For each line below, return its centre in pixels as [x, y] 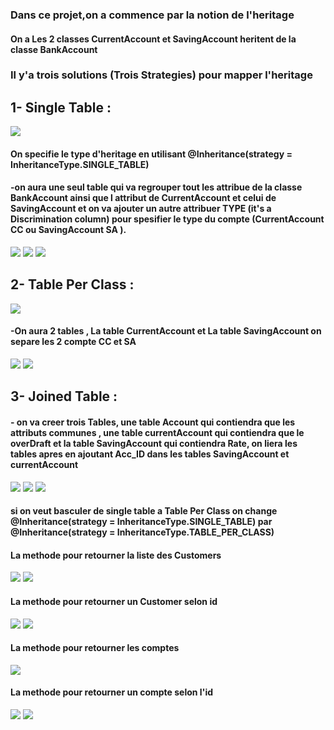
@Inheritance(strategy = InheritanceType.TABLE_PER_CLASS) [142, 532]
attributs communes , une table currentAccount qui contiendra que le [157, 433]
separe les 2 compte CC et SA [73, 342]
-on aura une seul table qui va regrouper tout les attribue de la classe [156, 187]
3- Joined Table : [64, 396]
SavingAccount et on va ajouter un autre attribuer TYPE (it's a [141, 209]
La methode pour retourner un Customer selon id [114, 602]
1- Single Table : [61, 107]
